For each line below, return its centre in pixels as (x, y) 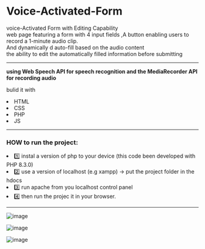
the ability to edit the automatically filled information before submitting (95, 54)
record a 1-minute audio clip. (42, 41)
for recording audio (31, 78)
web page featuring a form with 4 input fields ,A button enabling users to (98, 34)
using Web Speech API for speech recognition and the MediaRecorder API (102, 71)
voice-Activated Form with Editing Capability (62, 28)
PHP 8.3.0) (20, 165)
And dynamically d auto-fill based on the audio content (75, 47)
